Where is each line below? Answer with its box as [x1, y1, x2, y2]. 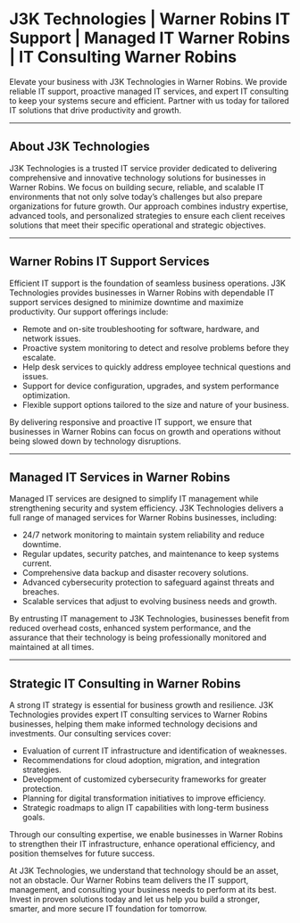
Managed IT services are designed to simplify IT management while [9, 494, 259, 504]
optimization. [21, 389, 71, 401]
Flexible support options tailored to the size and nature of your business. [21, 399, 289, 410]
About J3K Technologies [9, 139, 150, 154]
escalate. [21, 352, 56, 362]
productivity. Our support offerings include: [9, 306, 169, 317]
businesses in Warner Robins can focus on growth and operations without [9, 426, 281, 437]
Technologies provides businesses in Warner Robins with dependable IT [9, 287, 275, 298]
